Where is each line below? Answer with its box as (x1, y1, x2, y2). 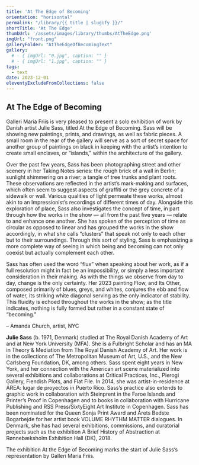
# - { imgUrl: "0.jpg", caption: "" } (11, 53, 108, 59)
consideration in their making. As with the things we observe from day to (6, 273, 184, 280)
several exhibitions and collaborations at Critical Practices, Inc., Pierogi (6, 371, 179, 379)
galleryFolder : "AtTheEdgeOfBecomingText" (6, 42, 113, 48)
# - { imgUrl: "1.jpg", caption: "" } (11, 58, 108, 64)
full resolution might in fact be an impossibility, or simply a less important (6, 267, 184, 274)
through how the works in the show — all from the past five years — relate (6, 211, 188, 218)
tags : (6, 63, 20, 70)
